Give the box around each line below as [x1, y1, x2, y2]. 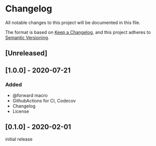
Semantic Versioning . [5, 34, 49, 40]
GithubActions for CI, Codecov [12, 98, 76, 104]
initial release [5, 136, 33, 142]
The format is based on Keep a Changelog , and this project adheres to [5, 29, 151, 35]
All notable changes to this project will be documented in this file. [5, 19, 141, 25]
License [12, 108, 29, 114]
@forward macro [12, 92, 48, 98]
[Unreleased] [5, 49, 48, 57]
